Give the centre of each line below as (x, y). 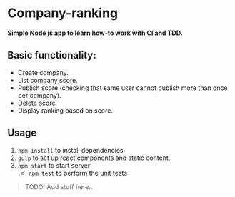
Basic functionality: (52, 55)
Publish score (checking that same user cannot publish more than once (122, 88)
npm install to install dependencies (70, 150)
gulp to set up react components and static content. (94, 158)
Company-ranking (63, 13)
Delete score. (37, 103)
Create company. (43, 72)
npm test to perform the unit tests (77, 173)
